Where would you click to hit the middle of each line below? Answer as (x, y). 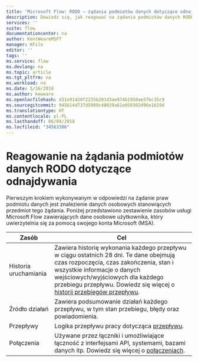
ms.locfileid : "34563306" (38, 127)
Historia (20, 266)
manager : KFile (25, 45)
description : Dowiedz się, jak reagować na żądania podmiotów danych (93, 17)
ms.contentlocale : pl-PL (37, 116)
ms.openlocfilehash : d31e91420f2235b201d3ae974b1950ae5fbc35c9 (85, 99)
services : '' (22, 22)
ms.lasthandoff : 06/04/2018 (41, 122)
